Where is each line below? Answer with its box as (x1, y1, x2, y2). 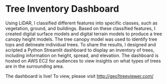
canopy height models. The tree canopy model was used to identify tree (5, 36, 157, 42)
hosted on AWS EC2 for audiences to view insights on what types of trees (5, 58, 161, 64)
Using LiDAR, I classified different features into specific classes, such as (5, 20, 158, 26)
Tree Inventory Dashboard (5, 3, 119, 15)
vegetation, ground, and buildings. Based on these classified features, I (5, 25, 156, 31)
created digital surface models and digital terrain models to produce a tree (5, 31, 162, 37)
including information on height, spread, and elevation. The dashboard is (5, 52, 159, 59)
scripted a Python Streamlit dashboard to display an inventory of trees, (5, 47, 155, 53)
